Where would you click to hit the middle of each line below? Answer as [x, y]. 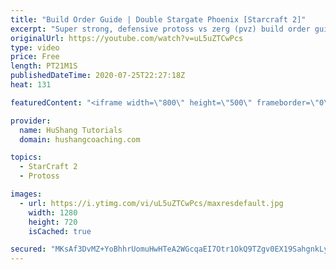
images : [26, 194]
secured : [28, 249]
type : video [35, 47]
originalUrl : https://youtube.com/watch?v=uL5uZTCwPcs [127, 38]
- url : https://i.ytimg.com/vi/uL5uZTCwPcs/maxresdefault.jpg [151, 203]
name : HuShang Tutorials [71, 130]
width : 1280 [53, 212]
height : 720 [53, 222]
